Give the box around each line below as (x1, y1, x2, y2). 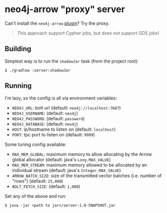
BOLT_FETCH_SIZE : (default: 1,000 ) (12, 183, 80, 189)
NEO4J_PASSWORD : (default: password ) (12, 115, 85, 122)
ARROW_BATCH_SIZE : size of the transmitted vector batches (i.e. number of (12, 173, 162, 179)
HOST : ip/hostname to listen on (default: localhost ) (12, 126, 116, 132)
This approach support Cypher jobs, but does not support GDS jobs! (17, 30, 159, 36)
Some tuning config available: (5, 141, 67, 147)
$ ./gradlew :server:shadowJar (5, 68, 71, 73)
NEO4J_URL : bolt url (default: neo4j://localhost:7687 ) (12, 104, 121, 111)
